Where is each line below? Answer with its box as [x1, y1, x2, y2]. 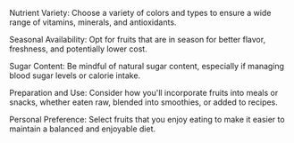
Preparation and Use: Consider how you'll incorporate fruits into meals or [9, 88, 279, 98]
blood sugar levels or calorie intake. [9, 70, 141, 81]
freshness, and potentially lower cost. [9, 44, 147, 54]
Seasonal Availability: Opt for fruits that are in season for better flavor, [9, 35, 266, 44]
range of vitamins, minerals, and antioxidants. [9, 17, 177, 28]
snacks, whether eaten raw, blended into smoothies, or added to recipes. [9, 97, 279, 107]
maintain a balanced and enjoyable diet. [9, 123, 156, 134]
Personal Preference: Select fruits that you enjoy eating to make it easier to [9, 115, 285, 124]
